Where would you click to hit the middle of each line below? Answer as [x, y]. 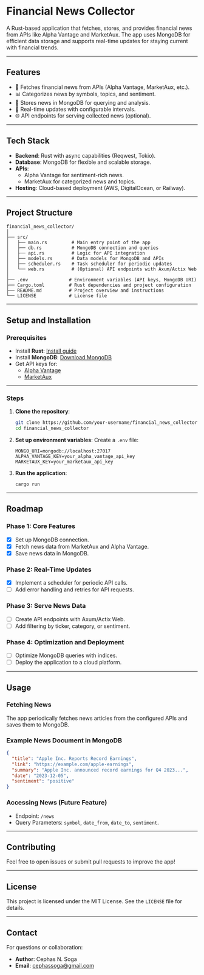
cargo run [28, 484]
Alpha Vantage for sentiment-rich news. [74, 175]
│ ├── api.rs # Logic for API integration [76, 253]
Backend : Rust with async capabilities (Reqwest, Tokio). [85, 155]
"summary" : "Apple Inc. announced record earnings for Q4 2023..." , [100, 770]
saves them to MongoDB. [38, 724]
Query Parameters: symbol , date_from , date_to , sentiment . [87, 822]
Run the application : [41, 473]
